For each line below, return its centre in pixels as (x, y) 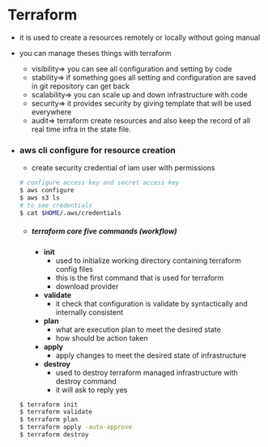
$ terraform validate (55, 412)
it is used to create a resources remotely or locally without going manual (140, 37)
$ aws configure (47, 191)
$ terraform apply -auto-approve (76, 428)
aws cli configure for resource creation (97, 150)
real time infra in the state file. (81, 129)
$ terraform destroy (54, 435)
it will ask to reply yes (91, 389)
